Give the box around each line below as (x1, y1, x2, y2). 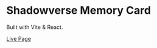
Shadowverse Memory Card (6, 4, 151, 17)
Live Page (6, 35, 32, 42)
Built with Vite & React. (6, 23, 63, 31)
